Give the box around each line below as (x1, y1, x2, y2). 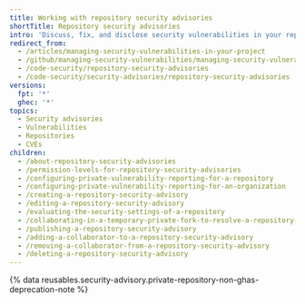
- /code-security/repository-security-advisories (17, 64, 209, 74)
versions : (9, 81, 47, 90)
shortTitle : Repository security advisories (9, 22, 181, 31)
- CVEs (17, 140, 43, 149)
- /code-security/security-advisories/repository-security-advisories (17, 73, 290, 82)
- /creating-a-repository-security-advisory (17, 191, 189, 200)
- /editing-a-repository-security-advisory (17, 199, 184, 209)
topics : (9, 106, 39, 115)
